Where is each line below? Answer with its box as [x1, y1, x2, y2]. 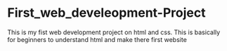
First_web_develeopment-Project [7, 5, 206, 21]
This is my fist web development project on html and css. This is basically [7, 28, 221, 36]
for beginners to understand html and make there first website [7, 35, 188, 43]
